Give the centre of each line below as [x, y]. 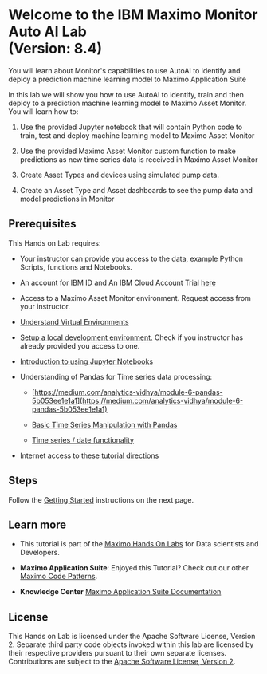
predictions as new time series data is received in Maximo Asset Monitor [139, 159]
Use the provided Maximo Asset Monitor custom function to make [128, 151]
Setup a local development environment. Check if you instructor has [132, 337]
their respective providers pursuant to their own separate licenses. [118, 653]
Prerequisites [42, 224]
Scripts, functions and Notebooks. [76, 267]
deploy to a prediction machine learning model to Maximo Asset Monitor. [128, 103]
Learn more [37, 524]
